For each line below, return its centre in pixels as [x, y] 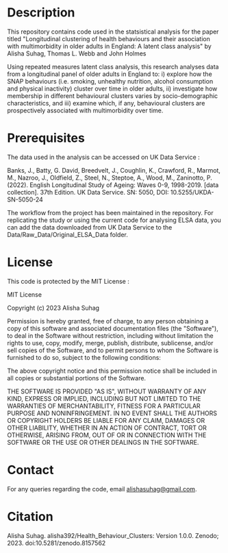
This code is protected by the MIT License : [68, 281]
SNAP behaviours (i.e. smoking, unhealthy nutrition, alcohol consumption [110, 81]
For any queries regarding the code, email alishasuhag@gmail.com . [102, 489]
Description [41, 13]
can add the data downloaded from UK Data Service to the [90, 227]
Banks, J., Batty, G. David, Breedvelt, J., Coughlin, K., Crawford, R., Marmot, [114, 170]
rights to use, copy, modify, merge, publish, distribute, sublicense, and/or [110, 343]
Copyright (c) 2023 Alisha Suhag [53, 308]
